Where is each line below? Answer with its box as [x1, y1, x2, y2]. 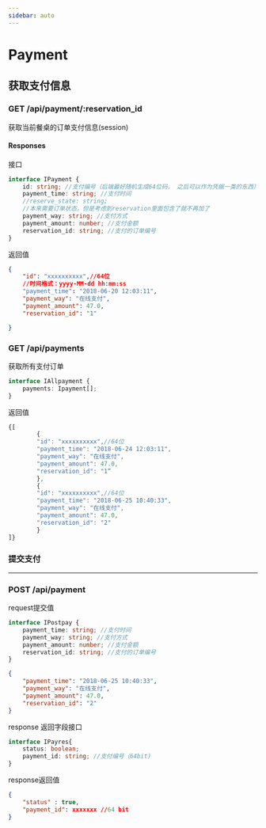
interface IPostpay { [8, 619, 80, 627]
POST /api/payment [8, 583, 85, 594]
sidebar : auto [8, 11, 55, 20]
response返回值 [8, 775, 60, 784]
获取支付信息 [8, 79, 71, 93]
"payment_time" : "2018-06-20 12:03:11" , [22, 287, 158, 295]
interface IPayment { [8, 175, 80, 183]
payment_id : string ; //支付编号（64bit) [22, 753, 152, 761]
